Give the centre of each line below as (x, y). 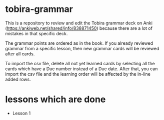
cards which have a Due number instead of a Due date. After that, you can (81, 69)
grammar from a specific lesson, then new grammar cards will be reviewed (82, 48)
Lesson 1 (21, 113)
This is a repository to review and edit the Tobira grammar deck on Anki (79, 23)
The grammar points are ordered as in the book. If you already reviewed (79, 43)
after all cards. (20, 54)
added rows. (18, 79)
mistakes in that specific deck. (36, 33)
